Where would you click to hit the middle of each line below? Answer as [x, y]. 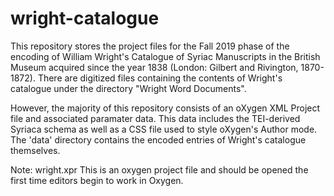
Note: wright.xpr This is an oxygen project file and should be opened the [159, 169]
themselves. [35, 150]
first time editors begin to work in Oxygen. [97, 180]
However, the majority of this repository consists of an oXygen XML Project [165, 108]
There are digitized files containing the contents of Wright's [160, 78]
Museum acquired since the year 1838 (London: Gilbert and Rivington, [154, 67]
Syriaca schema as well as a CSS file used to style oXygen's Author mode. [164, 129]
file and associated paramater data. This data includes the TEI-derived [155, 118]
